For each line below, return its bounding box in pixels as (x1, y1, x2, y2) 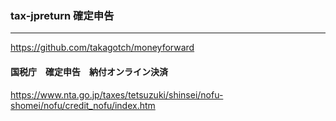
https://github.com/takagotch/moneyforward (10, 42, 195, 54)
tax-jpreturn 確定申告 (10, 8, 115, 22)
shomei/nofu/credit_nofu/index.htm (10, 99, 156, 111)
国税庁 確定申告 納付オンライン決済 (10, 65, 168, 77)
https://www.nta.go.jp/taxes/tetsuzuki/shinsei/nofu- (10, 88, 224, 101)
